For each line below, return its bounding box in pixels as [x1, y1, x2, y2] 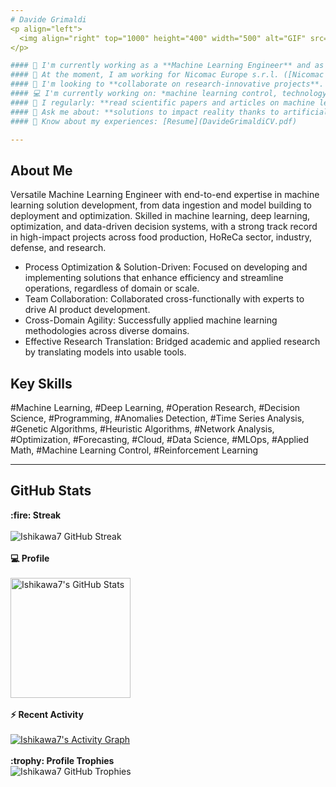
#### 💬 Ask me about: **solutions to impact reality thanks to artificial [10, 107, 329, 117]
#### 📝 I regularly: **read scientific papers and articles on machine [10, 97, 315, 108]
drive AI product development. [24, 304, 151, 316]
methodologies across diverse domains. [24, 325, 190, 337]
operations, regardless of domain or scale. [24, 282, 200, 295]
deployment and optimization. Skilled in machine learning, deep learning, [10, 210, 311, 222]
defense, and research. [10, 242, 107, 254]
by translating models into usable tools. [24, 346, 187, 358]
